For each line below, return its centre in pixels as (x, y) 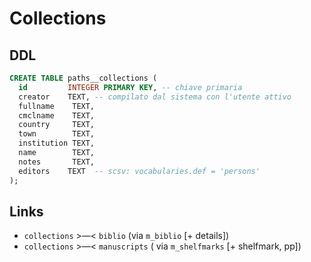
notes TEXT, (57, 162)
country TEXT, (57, 125)
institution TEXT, (57, 143)
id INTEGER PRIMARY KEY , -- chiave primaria (130, 87)
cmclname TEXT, (57, 115)
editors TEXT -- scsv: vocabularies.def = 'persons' (139, 171)
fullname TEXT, (57, 106)
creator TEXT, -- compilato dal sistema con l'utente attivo (155, 97)
